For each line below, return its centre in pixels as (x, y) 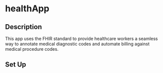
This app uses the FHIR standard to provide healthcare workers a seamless (81, 38)
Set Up (16, 65)
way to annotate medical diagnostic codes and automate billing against (77, 44)
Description (23, 27)
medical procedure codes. (32, 49)
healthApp (27, 9)
